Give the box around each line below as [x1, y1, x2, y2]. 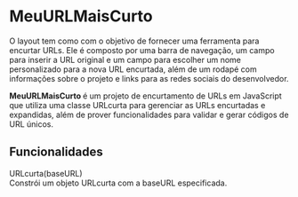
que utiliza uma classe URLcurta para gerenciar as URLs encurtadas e [9, 99, 266, 110]
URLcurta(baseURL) [9, 168, 83, 178]
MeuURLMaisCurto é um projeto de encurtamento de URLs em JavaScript [9, 91, 282, 101]
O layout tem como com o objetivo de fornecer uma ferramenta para [9, 35, 260, 46]
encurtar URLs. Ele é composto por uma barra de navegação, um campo [9, 44, 275, 55]
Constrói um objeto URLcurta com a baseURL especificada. [9, 177, 228, 188]
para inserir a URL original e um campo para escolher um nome [9, 54, 242, 65]
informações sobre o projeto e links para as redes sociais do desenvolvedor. [9, 73, 289, 83]
